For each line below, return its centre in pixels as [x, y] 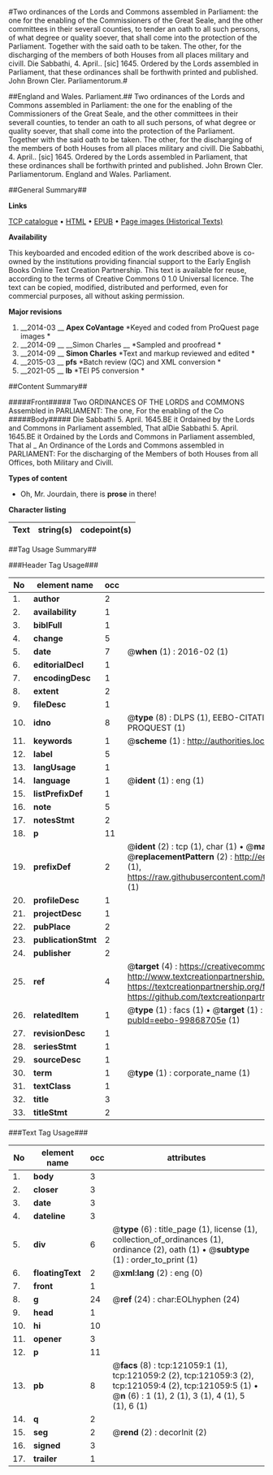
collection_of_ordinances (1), [168, 1239]
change [48, 638]
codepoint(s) [106, 530]
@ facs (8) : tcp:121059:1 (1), [170, 1365]
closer [46, 1190]
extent [46, 691]
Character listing [37, 510]
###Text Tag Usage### [48, 1133]
